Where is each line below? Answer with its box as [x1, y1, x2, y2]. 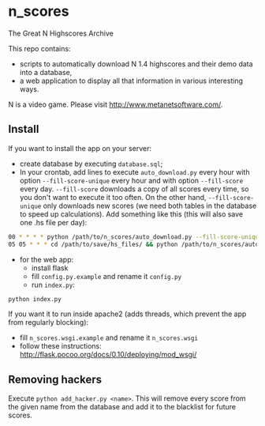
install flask [31, 263, 69, 273]
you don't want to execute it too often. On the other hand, [19, 192, 207, 202]
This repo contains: [8, 43, 71, 53]
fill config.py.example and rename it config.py [31, 271, 182, 281]
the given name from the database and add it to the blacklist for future [8, 402, 237, 412]
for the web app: [19, 254, 74, 264]
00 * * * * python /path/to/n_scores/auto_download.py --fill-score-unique [8, 232, 263, 241]
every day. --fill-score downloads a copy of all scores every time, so [19, 184, 249, 194]
